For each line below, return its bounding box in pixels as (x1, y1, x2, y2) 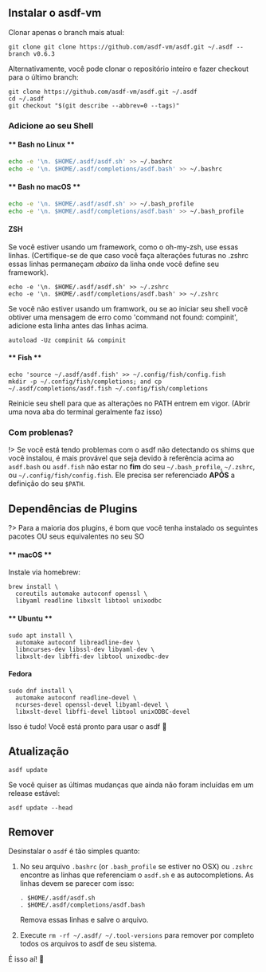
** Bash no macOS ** (8, 182, 81, 192)
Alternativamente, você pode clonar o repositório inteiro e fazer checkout (8, 64, 249, 73)
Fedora (8, 669, 33, 679)
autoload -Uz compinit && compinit (8, 336, 127, 344)
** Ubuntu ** (8, 613, 53, 623)
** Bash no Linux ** (8, 139, 76, 150)
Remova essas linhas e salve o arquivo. (19, 915, 149, 925)
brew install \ (8, 583, 59, 591)
